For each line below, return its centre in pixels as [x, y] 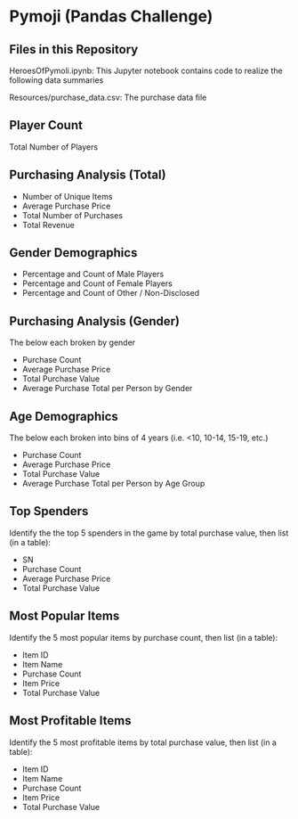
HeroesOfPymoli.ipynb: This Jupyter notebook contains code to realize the [146, 70]
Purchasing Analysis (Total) [88, 175]
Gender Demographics [73, 253]
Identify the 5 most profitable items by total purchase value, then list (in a [143, 742]
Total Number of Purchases [72, 215]
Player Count [46, 125]
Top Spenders [49, 511]
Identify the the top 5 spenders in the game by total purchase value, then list [149, 533]
